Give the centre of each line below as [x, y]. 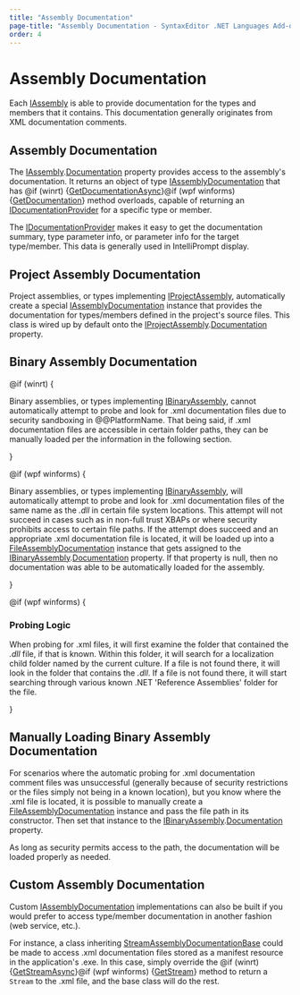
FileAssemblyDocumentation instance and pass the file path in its [129, 811]
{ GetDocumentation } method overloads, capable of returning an [127, 200]
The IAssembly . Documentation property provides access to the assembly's [147, 172]
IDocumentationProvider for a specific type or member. [111, 210]
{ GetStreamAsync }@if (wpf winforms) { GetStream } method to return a [138, 971]
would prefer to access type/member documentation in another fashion [141, 916]
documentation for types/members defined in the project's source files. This [150, 315]
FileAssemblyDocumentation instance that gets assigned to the [125, 548]
